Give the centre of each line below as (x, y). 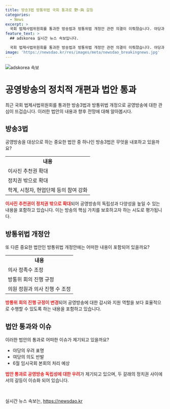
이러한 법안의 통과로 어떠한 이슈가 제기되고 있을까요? (57, 340)
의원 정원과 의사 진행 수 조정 (39, 289)
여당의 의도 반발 (28, 357)
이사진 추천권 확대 (28, 171)
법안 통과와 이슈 (28, 326)
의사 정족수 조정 (26, 270)
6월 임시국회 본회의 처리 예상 (41, 363)
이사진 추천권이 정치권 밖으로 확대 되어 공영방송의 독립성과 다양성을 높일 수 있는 (83, 203)
